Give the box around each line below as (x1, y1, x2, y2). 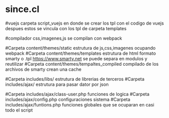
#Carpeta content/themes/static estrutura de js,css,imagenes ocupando (5, 45, 156, 51)
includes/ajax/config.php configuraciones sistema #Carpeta (5, 96, 131, 102)
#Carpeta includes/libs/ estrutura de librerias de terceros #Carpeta (5, 76, 145, 82)
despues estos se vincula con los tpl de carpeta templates (5, 25, 126, 31)
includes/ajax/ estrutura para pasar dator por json (5, 81, 109, 87)
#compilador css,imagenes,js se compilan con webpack (5, 35, 122, 41)
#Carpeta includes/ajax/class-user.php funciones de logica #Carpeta (5, 91, 150, 97)
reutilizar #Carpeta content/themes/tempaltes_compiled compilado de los (5, 61, 159, 67)
